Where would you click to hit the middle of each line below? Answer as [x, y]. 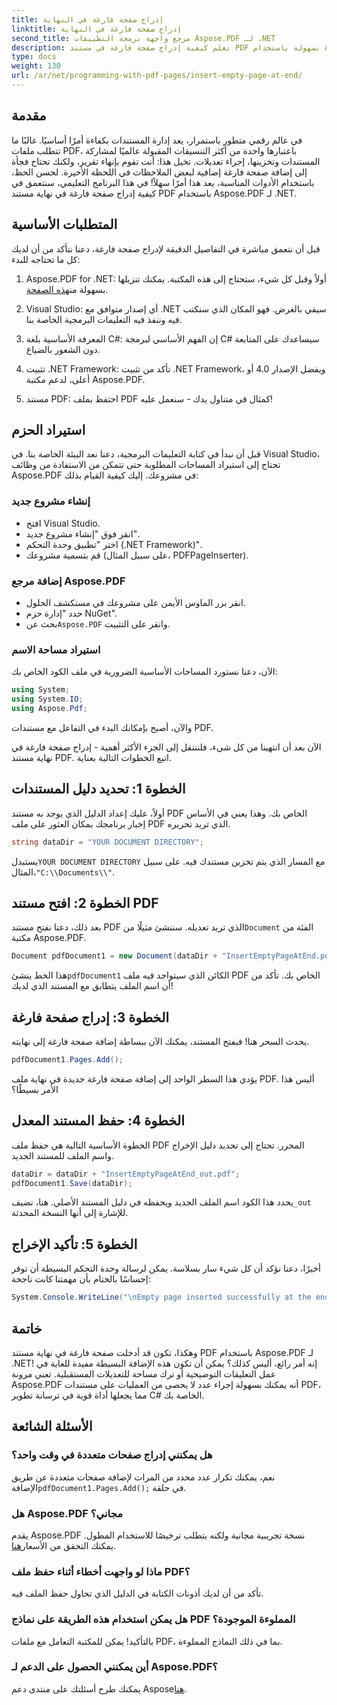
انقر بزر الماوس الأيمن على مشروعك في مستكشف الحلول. [136, 602]
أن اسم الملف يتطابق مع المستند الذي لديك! [92, 986]
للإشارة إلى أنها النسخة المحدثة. [70, 1213]
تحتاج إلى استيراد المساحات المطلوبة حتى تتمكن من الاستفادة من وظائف [146, 465]
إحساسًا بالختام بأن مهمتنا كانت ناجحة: [81, 1279]
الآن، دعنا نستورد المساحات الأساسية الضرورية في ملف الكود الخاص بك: [144, 672]
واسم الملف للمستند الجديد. [63, 1155]
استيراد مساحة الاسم [56, 649]
